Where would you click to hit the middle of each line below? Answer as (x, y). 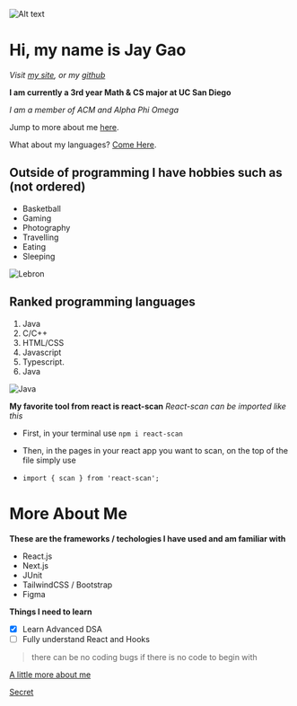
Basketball (41, 208)
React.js (37, 556)
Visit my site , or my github (57, 75)
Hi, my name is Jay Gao (98, 50)
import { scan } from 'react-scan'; (91, 478)
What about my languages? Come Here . (83, 145)
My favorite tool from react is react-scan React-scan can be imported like (148, 406)
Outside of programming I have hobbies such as (146, 173)
